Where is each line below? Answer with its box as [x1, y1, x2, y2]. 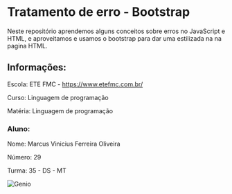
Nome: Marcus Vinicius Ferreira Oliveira [7, 139, 121, 148]
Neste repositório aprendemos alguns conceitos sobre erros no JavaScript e [7, 27, 226, 35]
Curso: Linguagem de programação [7, 93, 109, 101]
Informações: [7, 61, 67, 73]
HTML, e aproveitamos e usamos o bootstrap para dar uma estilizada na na [7, 34, 222, 42]
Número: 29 [7, 153, 42, 162]
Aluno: [7, 124, 30, 133]
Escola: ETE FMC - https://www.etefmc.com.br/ [7, 80, 143, 88]
